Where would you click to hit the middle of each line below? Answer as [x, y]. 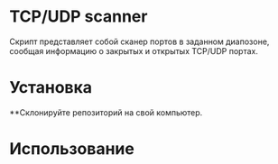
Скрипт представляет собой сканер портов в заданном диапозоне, [139, 41]
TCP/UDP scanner [79, 17]
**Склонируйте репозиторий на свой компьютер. [106, 112]
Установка [51, 88]
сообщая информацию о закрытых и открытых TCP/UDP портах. [134, 50]
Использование [72, 149]
